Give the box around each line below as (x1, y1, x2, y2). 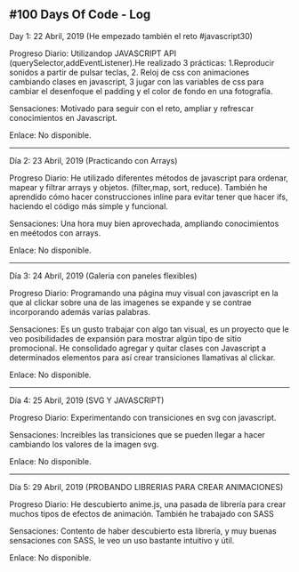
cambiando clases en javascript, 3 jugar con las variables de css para (9, 76, 264, 87)
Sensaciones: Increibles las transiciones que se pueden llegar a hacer (9, 429, 265, 439)
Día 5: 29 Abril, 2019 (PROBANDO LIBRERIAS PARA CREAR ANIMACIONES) (9, 481, 284, 492)
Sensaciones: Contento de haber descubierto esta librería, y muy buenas (9, 525, 278, 536)
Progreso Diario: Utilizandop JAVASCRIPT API (9, 48, 176, 59)
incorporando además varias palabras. (9, 306, 151, 317)
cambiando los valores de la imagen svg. (9, 439, 159, 449)
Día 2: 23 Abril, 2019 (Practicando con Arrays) (9, 155, 178, 165)
